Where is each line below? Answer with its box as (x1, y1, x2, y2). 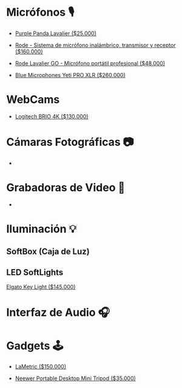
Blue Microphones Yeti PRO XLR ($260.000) (15, 71, 126, 78)
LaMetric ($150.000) (15, 363, 67, 370)
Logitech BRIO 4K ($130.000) (15, 112, 89, 120)
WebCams (6, 93, 60, 107)
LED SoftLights (6, 267, 64, 277)
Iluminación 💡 (6, 222, 77, 236)
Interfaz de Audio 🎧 (6, 305, 110, 319)
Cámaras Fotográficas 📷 (6, 135, 135, 149)
